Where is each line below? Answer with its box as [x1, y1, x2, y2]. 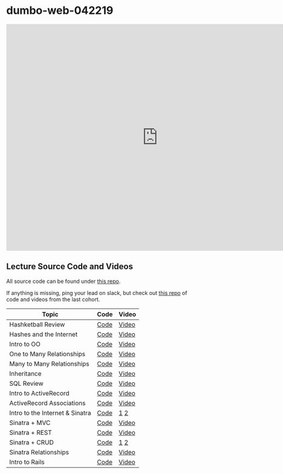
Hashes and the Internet [9, 330, 78, 339]
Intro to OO [9, 340, 41, 348]
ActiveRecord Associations [9, 398, 86, 407]
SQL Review [9, 379, 44, 388]
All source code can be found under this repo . [6, 278, 121, 285]
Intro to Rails [9, 458, 45, 466]
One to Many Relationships [9, 349, 86, 358]
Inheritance [9, 369, 42, 378]
